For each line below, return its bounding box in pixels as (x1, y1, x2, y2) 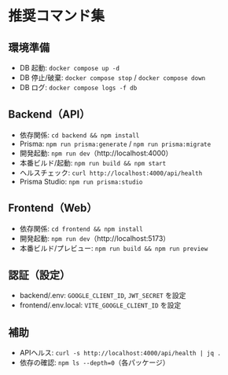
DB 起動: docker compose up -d (19, 64, 120, 72)
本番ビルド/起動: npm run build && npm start (19, 158, 167, 167)
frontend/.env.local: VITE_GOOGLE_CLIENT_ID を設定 (19, 300, 182, 310)
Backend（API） (8, 107, 90, 122)
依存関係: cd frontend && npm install (19, 224, 143, 233)
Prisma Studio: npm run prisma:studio (19, 177, 143, 186)
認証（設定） (8, 268, 71, 282)
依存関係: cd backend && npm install (19, 130, 140, 140)
